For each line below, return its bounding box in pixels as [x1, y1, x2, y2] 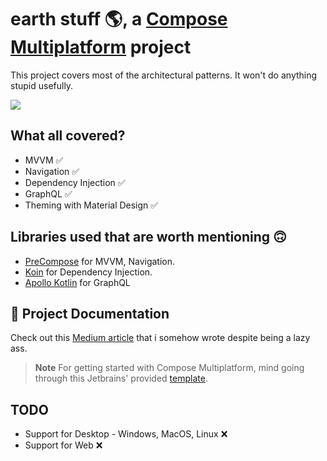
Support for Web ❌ [24, 439, 103, 451]
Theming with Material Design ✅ [24, 199, 159, 211]
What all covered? [10, 127, 126, 145]
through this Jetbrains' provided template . [34, 372, 208, 385]
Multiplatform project [10, 36, 192, 59]
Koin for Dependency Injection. [24, 266, 153, 278]
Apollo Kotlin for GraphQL [24, 276, 131, 288]
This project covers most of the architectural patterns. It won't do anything [10, 69, 318, 81]
